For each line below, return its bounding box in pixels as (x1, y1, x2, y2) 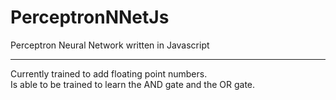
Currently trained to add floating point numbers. (10, 67, 208, 80)
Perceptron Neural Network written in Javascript (10, 39, 210, 51)
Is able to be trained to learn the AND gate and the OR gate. (10, 78, 256, 90)
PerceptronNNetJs (10, 6, 170, 29)
